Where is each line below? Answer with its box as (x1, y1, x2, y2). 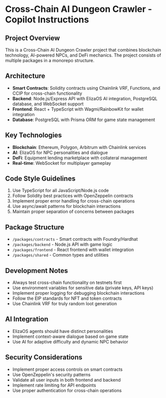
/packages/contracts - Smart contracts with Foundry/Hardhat (12, 236, 138, 242)
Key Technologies (5, 131, 62, 139)
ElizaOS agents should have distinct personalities (12, 328, 113, 334)
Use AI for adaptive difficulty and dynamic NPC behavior (12, 338, 128, 344)
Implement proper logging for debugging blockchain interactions (12, 290, 145, 296)
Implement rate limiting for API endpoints (12, 382, 96, 388)
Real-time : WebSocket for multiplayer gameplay (12, 160, 111, 166)
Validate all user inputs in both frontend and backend (12, 377, 121, 383)
